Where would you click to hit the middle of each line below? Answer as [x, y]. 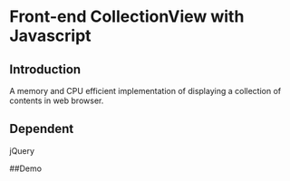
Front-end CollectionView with [127, 17]
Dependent [42, 129]
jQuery [22, 150]
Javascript [51, 36]
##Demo [26, 168]
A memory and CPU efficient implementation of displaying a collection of [145, 91]
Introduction [45, 69]
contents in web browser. [57, 100]
